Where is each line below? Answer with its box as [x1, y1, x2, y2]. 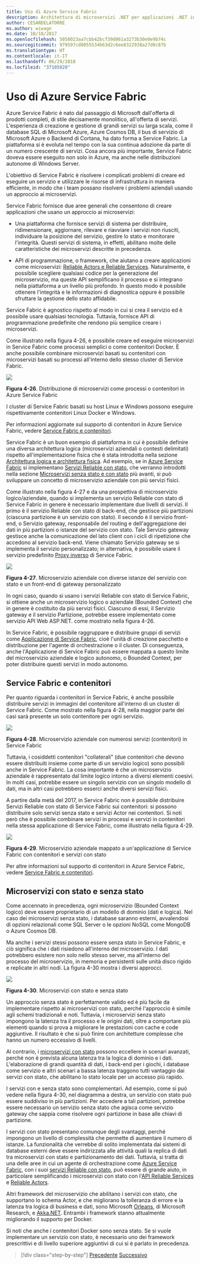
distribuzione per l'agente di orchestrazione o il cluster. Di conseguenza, [6, 642, 184, 649]
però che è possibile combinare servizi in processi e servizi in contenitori [6, 816, 185, 823]
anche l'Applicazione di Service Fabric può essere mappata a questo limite [6, 648, 189, 656]
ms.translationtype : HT [6, 48, 65, 54]
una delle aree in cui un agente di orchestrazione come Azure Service [6, 1160, 177, 1167]
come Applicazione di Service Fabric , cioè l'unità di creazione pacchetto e [6, 635, 189, 642]
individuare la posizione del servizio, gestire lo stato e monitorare [14, 233, 175, 240]
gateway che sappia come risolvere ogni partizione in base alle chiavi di [6, 1110, 183, 1117]
